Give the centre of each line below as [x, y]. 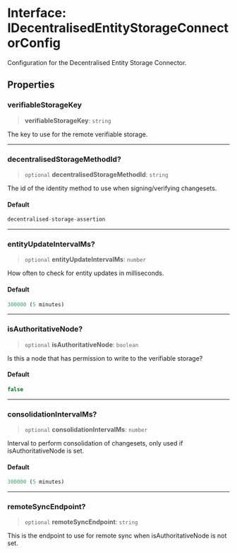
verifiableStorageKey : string [68, 120]
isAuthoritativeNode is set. [46, 451]
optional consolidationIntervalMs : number [86, 430]
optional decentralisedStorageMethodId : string [96, 174]
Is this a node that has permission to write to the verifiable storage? [105, 358]
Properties [31, 85]
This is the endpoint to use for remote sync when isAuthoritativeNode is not [117, 536]
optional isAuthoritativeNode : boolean [81, 344]
